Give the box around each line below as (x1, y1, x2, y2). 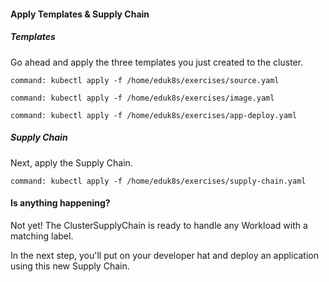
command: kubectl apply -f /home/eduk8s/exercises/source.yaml (10, 75, 280, 85)
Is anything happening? (10, 197, 111, 209)
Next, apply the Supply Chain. (10, 156, 133, 169)
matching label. (10, 230, 74, 242)
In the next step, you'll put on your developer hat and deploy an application (10, 249, 320, 261)
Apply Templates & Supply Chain (10, 8, 150, 20)
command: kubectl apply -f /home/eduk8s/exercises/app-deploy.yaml (10, 110, 298, 120)
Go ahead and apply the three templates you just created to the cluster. (10, 56, 304, 68)
